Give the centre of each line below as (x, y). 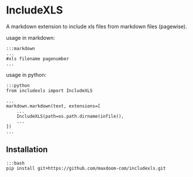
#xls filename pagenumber (37, 59)
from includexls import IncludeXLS (49, 91)
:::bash (15, 163)
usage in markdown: (31, 38)
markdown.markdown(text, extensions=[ (53, 106)
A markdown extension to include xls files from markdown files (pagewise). (96, 26)
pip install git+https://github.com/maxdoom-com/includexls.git (86, 168)
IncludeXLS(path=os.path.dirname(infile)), (70, 116)
